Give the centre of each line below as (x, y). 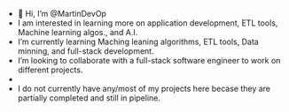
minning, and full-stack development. (86, 51)
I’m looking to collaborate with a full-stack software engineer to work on (149, 60)
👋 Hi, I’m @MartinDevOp (62, 14)
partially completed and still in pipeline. (89, 98)
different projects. (50, 70)
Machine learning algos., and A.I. (78, 32)
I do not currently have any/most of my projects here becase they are (144, 89)
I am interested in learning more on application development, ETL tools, (148, 23)
